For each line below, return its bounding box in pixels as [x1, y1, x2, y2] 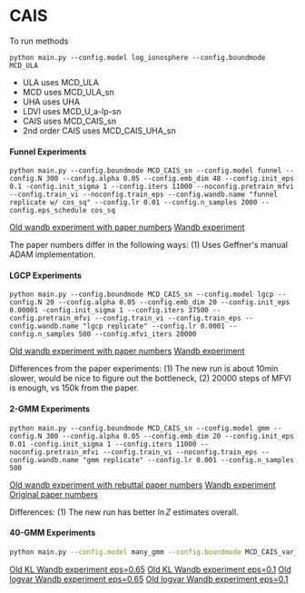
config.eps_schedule [9, 206, 88, 215]
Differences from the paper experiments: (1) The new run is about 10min [9, 363, 279, 374]
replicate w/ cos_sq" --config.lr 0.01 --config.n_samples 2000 [9, 198, 258, 207]
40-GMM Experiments [9, 528, 96, 539]
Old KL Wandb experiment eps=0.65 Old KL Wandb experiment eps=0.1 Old [9, 564, 292, 575]
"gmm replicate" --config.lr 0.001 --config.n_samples [82, 455, 295, 464]
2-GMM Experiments [9, 403, 91, 414]
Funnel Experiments [9, 146, 87, 157]
